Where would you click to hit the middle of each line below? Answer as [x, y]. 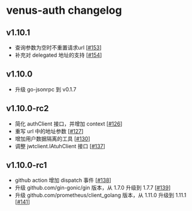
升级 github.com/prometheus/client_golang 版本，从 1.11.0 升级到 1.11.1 [100, 195]
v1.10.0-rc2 [28, 108]
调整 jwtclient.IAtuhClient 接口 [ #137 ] [60, 146]
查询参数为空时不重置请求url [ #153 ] [58, 48]
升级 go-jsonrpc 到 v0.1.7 [45, 89]
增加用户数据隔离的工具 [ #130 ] [52, 139]
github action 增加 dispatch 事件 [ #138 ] [63, 181]
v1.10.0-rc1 [27, 165]
